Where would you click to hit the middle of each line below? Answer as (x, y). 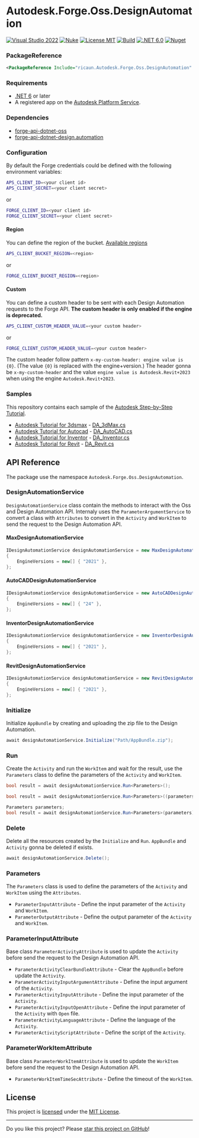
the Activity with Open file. (47, 1014)
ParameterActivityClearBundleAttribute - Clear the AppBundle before (99, 969)
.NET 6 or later (33, 96)
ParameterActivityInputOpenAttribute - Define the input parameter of (100, 1007)
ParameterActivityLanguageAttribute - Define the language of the (95, 1020)
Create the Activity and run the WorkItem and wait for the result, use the (94, 769)
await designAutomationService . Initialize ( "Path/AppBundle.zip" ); (90, 740)
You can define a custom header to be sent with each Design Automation (95, 302)
